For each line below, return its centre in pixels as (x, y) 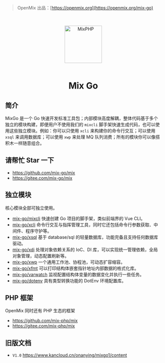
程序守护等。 (39, 231)
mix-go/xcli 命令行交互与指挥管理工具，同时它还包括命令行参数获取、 (83, 225)
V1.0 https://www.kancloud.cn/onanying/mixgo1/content (70, 355)
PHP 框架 (19, 298)
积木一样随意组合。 (25, 143)
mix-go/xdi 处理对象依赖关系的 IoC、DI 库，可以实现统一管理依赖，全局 (85, 249)
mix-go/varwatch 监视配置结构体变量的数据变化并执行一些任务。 (78, 274)
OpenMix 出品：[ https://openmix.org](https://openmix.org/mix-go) (85, 8)
